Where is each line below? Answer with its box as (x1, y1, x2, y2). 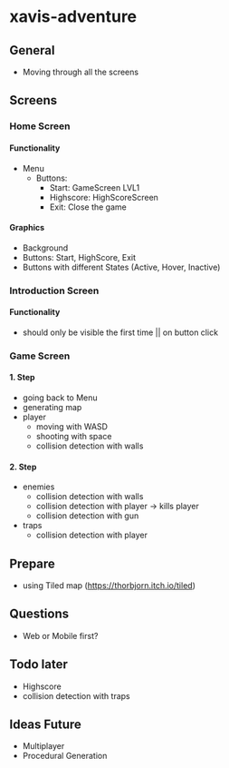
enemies (22, 481, 55, 492)
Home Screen (9, 120, 71, 133)
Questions (9, 606, 70, 622)
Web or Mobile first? (22, 630, 99, 641)
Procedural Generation (22, 751, 108, 762)
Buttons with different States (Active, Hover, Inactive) (22, 261, 221, 272)
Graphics (9, 222, 45, 233)
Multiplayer (22, 741, 65, 752)
